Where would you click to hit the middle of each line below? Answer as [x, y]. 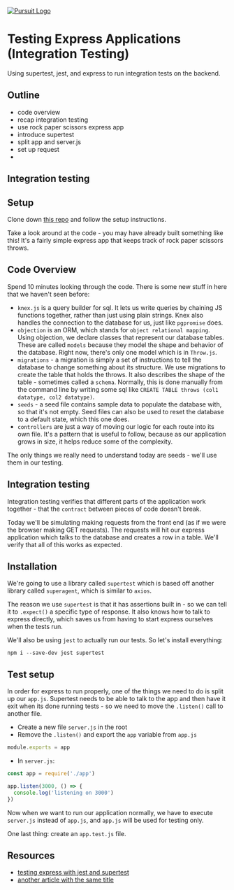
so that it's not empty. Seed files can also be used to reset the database [121, 411]
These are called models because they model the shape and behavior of [120, 345]
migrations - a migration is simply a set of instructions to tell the [109, 360]
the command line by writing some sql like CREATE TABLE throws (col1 [118, 389]
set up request [38, 149]
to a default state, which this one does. [73, 419]
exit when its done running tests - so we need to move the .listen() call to [115, 706]
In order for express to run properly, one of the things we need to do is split [115, 691]
